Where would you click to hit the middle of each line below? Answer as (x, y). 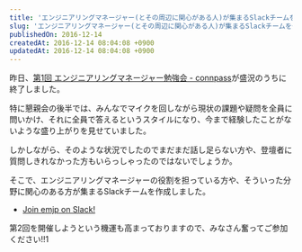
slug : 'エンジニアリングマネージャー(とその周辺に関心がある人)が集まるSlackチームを (151, 26)
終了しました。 (37, 89)
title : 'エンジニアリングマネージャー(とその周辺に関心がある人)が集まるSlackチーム (150, 18)
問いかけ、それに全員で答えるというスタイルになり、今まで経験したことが (147, 120)
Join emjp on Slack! (59, 210)
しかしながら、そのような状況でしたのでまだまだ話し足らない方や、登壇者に (151, 150)
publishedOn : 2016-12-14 (56, 34)
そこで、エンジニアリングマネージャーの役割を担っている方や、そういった (147, 180)
